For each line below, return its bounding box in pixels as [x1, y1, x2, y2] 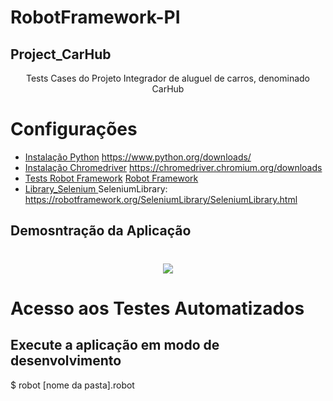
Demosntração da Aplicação [10, 222, 192, 240]
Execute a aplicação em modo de [10, 337, 220, 354]
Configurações [10, 118, 138, 141]
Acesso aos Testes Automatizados [10, 297, 305, 320]
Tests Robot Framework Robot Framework [24, 172, 199, 184]
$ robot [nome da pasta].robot [10, 379, 135, 391]
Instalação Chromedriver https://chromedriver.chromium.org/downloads [24, 161, 323, 173]
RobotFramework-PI [10, 6, 181, 29]
